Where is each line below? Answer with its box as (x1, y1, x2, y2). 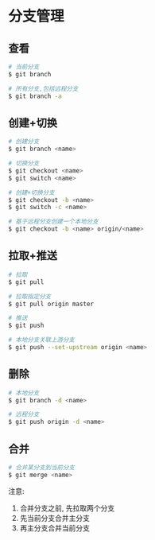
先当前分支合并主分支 (19, 513, 90, 523)
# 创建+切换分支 (8, 188, 55, 196)
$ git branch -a (8, 92, 62, 100)
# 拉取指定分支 (8, 292, 52, 301)
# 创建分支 (8, 138, 40, 146)
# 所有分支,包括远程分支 (8, 84, 79, 92)
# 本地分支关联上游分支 (8, 336, 76, 344)
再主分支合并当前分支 (19, 523, 90, 533)
